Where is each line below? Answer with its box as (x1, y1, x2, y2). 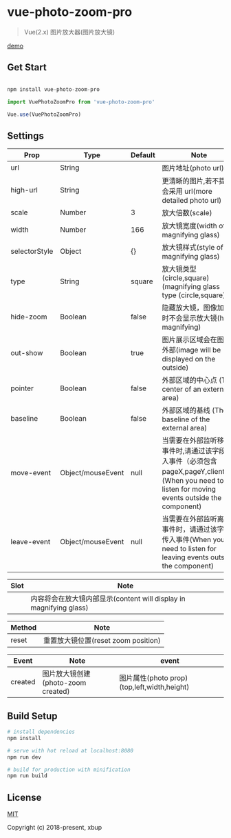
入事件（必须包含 (162, 457, 218, 466)
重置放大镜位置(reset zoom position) (43, 636, 162, 646)
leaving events (162, 552, 209, 562)
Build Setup (7, 710, 58, 721)
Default (130, 150, 156, 160)
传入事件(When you (162, 535, 225, 545)
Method (10, 623, 37, 632)
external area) (162, 423, 208, 433)
